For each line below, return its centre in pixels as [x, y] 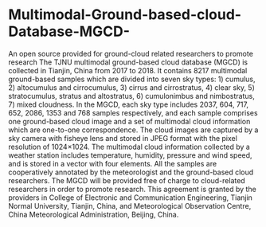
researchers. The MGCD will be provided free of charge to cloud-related [127, 180]
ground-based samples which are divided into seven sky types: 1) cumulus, [132, 79]
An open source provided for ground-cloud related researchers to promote [131, 53]
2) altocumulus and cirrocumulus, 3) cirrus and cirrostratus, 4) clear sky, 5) [131, 87]
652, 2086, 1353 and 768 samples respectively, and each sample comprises [133, 112]
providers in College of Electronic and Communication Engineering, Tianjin [131, 198]
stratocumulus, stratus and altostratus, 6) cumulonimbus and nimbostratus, [131, 96]
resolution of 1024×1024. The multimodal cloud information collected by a [129, 147]
